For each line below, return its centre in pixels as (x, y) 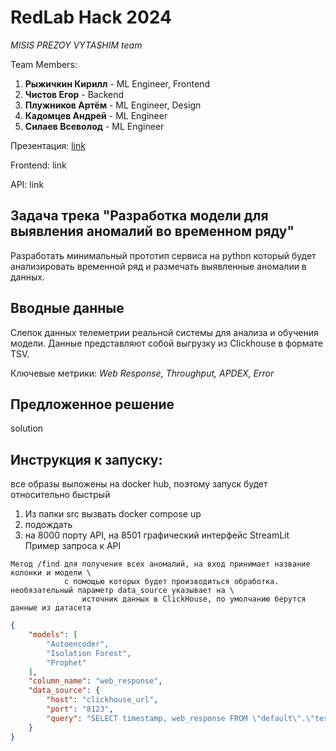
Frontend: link (38, 165)
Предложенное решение (92, 404)
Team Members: (44, 64)
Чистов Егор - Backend (74, 94)
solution (27, 428)
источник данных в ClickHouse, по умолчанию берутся (194, 599)
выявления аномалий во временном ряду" (152, 231)
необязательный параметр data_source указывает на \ (122, 591)
